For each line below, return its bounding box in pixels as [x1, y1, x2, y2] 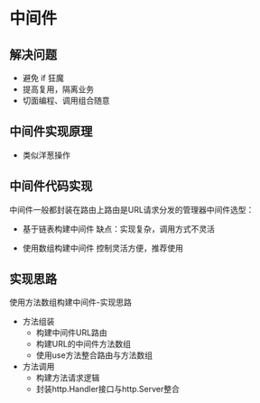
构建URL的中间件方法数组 [35, 339, 131, 350]
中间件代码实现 [9, 179, 93, 194]
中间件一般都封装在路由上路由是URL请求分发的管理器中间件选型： [9, 204, 255, 215]
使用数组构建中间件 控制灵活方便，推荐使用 [22, 243, 183, 253]
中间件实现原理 [9, 124, 93, 140]
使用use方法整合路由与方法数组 [35, 350, 153, 361]
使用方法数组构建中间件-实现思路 [9, 297, 133, 307]
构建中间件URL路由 [35, 327, 107, 338]
